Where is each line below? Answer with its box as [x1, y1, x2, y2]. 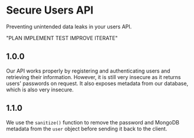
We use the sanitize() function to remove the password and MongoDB [6, 119, 180, 126]
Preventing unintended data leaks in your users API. [6, 23, 132, 30]
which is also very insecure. [6, 86, 74, 93]
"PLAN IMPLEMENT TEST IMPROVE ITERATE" [6, 34, 118, 41]
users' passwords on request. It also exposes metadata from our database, [6, 80, 189, 87]
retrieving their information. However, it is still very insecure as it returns [6, 73, 181, 80]
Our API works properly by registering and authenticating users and [6, 67, 170, 74]
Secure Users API [6, 4, 94, 17]
